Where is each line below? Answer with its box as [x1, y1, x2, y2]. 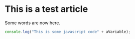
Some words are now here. [5, 20, 61, 26]
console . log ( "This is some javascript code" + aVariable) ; [5, 29, 131, 34]
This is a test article [5, 3, 88, 15]
